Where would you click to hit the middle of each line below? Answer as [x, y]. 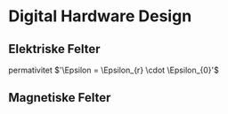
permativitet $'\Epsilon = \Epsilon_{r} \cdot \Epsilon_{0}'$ [114, 70]
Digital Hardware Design [100, 16]
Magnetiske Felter [60, 98]
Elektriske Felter [54, 49]
